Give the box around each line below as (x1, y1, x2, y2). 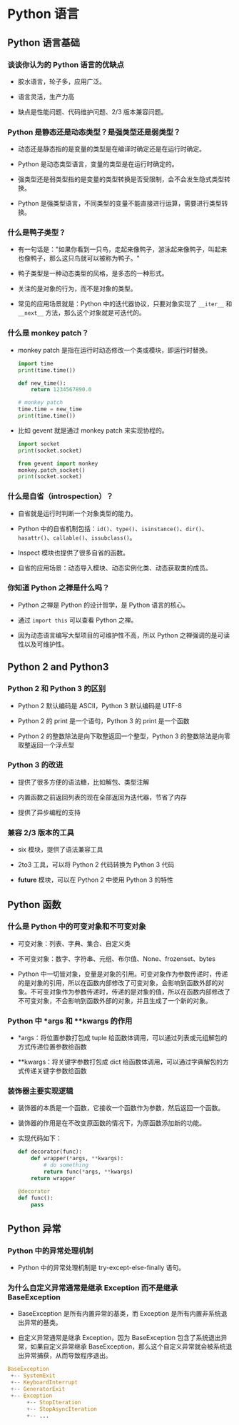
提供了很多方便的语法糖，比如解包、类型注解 (17, 777, 150, 786)
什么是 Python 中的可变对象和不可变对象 (7, 922, 146, 932)
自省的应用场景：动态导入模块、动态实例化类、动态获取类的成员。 (17, 563, 212, 572)
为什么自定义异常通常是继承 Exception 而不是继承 (7, 1283, 178, 1293)
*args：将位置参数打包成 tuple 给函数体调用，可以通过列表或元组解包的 (17, 1034, 228, 1042)
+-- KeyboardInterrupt (10, 1379, 78, 1386)
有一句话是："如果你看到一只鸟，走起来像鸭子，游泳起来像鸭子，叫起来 (17, 245, 228, 253)
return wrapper (31, 1174, 76, 1182)
